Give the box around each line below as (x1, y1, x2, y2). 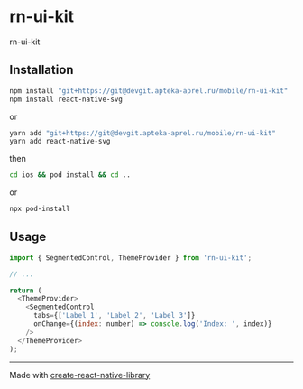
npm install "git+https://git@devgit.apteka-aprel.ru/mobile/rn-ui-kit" (9, 86, 289, 96)
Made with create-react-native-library (9, 369, 151, 380)
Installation (9, 62, 74, 78)
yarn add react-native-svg (9, 137, 111, 146)
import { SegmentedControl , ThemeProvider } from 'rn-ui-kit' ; (9, 253, 252, 263)
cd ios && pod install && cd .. (9, 171, 131, 180)
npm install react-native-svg (9, 95, 124, 104)
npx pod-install (9, 205, 70, 214)
